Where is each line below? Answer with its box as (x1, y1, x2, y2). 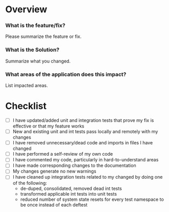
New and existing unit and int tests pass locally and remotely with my (12, 129, 158, 135)
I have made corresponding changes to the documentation (12, 162, 136, 168)
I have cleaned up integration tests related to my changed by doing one (12, 174, 163, 180)
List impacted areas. (5, 82, 49, 89)
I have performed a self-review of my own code (12, 151, 113, 157)
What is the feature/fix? (5, 22, 65, 29)
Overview (5, 4, 47, 15)
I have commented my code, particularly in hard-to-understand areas (12, 157, 159, 163)
